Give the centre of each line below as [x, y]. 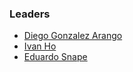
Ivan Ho [40, 46]
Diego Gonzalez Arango [73, 36]
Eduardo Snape [55, 57]
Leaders [30, 14]
